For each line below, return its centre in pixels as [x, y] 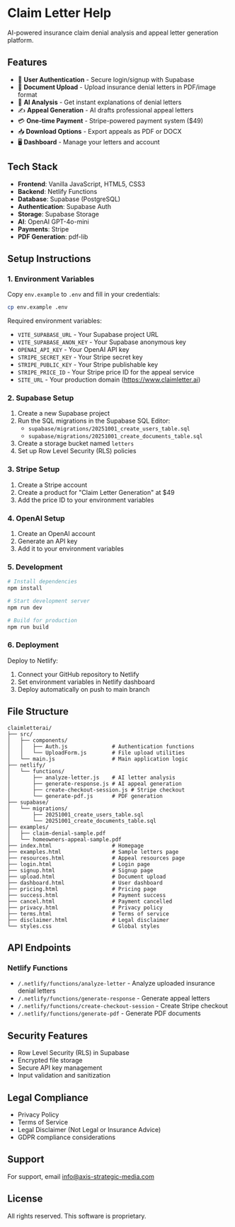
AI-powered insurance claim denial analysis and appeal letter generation [113, 33]
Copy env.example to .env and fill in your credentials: [84, 295]
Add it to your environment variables [70, 549]
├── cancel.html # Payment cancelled [90, 901]
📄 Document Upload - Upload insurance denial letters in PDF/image [116, 87]
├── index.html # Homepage [75, 845]
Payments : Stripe [43, 229]
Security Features [48, 1035]
